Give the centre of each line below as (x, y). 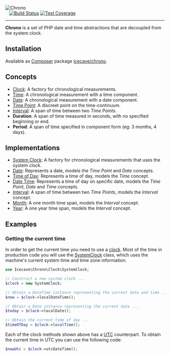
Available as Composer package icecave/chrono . (56, 61)
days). (19, 132)
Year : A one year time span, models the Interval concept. (72, 208)
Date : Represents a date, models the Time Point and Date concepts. (83, 171)
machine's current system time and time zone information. (66, 261)
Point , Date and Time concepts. (46, 187)
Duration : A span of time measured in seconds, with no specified (80, 116)
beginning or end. (31, 121)
